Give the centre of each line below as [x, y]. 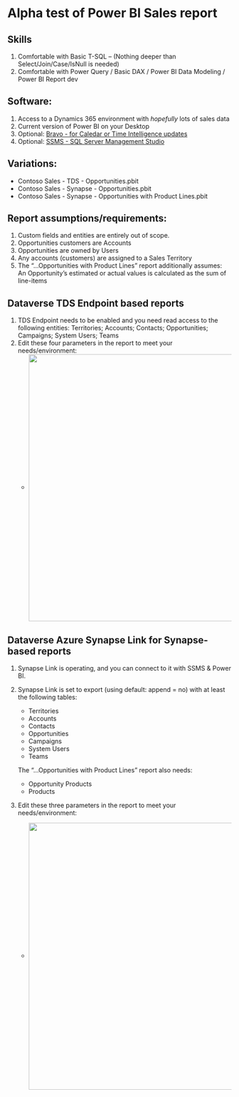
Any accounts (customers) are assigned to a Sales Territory [105, 258]
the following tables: [47, 697]
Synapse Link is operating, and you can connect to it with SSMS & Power [124, 668]
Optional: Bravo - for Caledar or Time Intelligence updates [102, 134]
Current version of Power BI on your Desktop [83, 126]
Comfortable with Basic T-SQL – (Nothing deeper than [97, 56]
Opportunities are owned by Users [68, 251]
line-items [32, 281]
